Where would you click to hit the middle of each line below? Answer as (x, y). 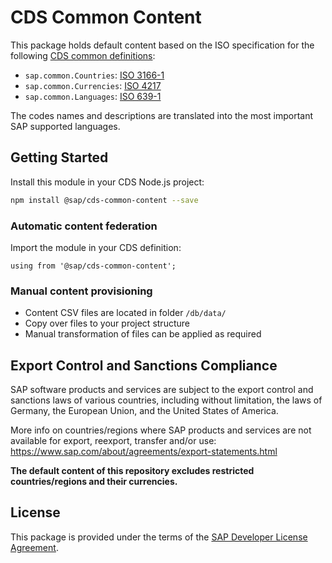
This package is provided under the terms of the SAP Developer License (159, 537)
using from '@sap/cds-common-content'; (93, 266)
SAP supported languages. (65, 126)
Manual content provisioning (81, 291)
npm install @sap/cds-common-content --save (104, 200)
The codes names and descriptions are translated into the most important (162, 115)
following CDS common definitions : (83, 55)
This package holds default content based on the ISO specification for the (162, 45)
